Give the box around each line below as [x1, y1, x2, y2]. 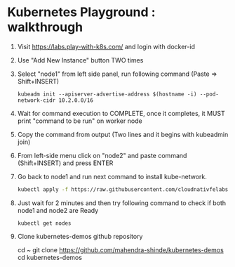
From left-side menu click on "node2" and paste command [17, 151, 187, 159]
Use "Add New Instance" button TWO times [17, 56, 144, 64]
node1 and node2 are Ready [17, 206, 99, 214]
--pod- [199, 91, 219, 98]
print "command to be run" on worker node [17, 117, 142, 125]
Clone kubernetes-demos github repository [17, 232, 143, 240]
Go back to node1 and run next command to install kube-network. [17, 172, 207, 181]
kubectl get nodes [17, 219, 72, 227]
